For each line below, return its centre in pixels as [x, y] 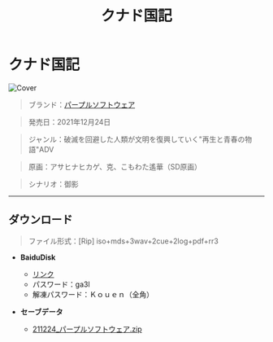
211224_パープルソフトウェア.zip [87, 329]
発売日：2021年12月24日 [69, 121]
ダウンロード [41, 220]
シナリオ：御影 [53, 184]
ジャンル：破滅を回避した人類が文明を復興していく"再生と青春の [136, 139]
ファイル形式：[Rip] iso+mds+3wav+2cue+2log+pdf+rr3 [123, 241]
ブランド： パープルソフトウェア [82, 104]
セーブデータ [41, 311]
